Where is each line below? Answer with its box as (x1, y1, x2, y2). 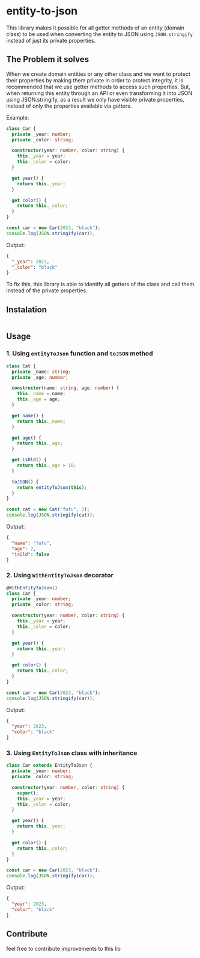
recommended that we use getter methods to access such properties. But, (6, 83, 190, 90)
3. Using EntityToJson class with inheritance (6, 749, 138, 757)
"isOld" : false (11, 551, 50, 557)
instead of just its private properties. (6, 37, 96, 44)
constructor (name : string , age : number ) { (11, 385, 120, 391)
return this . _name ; (17, 418, 66, 425)
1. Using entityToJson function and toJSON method (6, 349, 153, 358)
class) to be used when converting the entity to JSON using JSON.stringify (6, 30, 193, 37)
